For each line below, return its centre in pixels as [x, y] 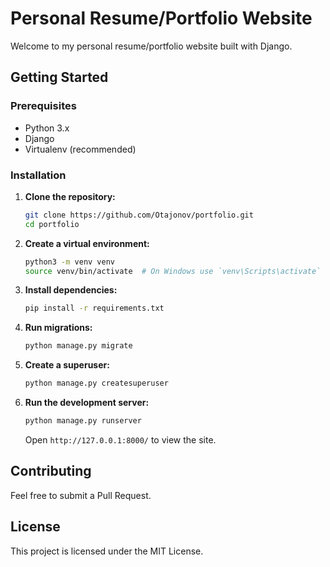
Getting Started [59, 77]
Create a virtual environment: [87, 243]
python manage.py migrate [78, 346]
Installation [38, 175]
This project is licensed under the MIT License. [107, 551]
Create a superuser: [67, 365]
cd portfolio [52, 224]
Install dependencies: [71, 290]
